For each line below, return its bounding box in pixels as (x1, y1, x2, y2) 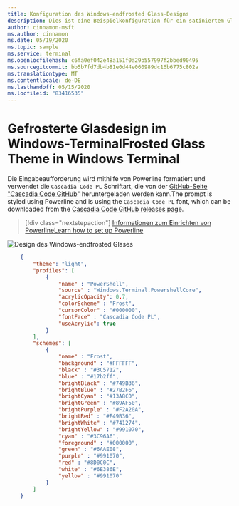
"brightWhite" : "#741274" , (58, 419, 142, 426)
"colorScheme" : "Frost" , (58, 300, 135, 307)
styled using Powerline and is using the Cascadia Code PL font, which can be (7, 197, 231, 206)
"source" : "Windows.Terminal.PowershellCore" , (58, 286, 202, 294)
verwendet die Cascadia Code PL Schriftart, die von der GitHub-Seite (7, 182, 208, 191)
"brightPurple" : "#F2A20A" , (58, 406, 144, 413)
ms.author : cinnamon (7, 30, 69, 38)
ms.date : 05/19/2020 (7, 37, 69, 44)
